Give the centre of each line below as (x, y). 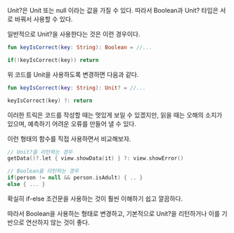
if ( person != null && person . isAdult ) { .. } (75, 178)
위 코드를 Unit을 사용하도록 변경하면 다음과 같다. (73, 74)
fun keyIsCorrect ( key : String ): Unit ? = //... (77, 88)
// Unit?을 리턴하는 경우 (40, 152)
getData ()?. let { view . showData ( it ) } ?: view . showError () (96, 158)
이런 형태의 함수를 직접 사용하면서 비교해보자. (69, 139)
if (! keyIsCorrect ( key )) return (53, 60)
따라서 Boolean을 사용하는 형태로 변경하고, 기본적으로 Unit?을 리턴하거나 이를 (113, 213)
